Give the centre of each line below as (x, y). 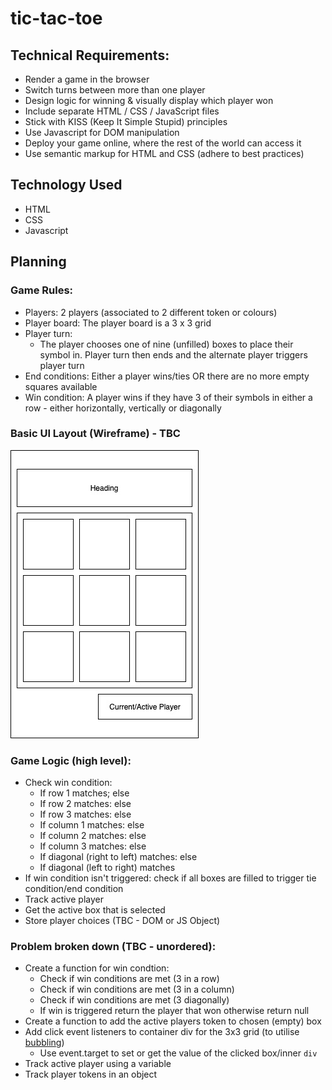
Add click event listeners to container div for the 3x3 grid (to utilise (162, 1032)
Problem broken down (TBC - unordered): (113, 947)
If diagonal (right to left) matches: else (118, 857)
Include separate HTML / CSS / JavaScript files (122, 111)
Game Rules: (42, 290)
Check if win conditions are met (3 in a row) (129, 979)
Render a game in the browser (87, 79)
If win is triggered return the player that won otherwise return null (174, 1011)
